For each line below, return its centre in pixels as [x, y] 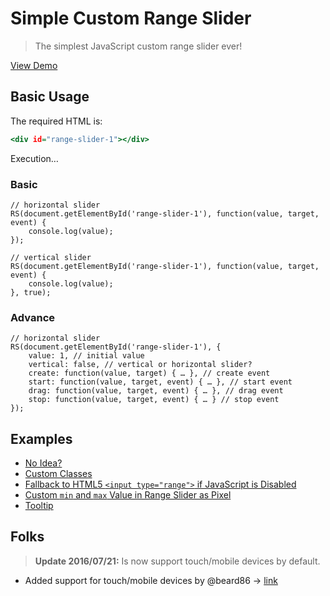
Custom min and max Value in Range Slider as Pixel [128, 495]
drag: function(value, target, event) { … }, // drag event [156, 391]
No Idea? [43, 463]
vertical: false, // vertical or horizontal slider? [140, 365]
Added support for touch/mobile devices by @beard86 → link [151, 580]
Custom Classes [58, 474]
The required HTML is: [56, 121]
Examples [41, 438]
